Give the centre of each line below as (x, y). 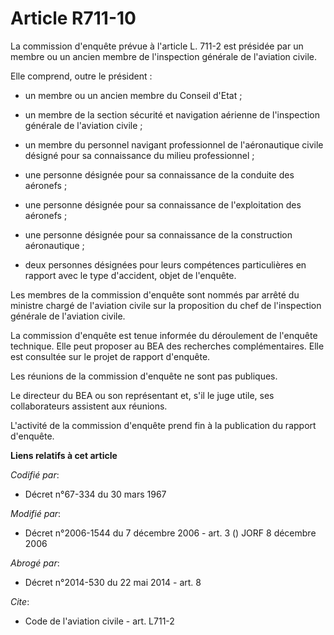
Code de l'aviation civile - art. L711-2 (99, 621)
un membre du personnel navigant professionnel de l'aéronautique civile (174, 144)
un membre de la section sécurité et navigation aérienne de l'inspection (172, 114)
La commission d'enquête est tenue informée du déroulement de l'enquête (164, 335)
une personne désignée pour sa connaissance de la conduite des (159, 174)
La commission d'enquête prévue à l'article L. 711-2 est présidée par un (157, 46)
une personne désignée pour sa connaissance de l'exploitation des (163, 204)
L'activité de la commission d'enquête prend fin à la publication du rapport (163, 425)
